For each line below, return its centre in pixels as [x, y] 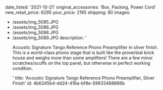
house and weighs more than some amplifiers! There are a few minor [82, 58]
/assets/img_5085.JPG [35, 22]
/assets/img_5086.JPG [35, 27]
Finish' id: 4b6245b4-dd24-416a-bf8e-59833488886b [69, 83]
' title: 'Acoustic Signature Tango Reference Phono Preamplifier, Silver [83, 78]
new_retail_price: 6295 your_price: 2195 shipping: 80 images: [68, 12]
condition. [23, 68]
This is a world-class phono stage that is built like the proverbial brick [83, 52]
